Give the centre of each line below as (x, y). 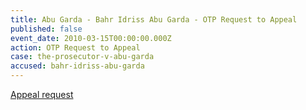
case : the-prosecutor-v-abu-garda (82, 57)
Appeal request (42, 94)
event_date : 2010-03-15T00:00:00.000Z (91, 38)
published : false (46, 29)
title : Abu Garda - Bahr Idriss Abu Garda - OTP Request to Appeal (154, 19)
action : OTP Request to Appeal (75, 47)
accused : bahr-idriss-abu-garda (77, 66)
